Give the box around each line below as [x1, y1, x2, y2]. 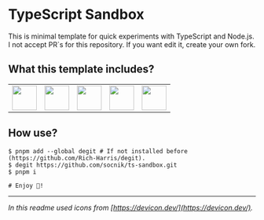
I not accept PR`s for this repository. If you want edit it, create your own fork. [8, 39, 256, 49]
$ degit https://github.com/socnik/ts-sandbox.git [8, 161, 178, 169]
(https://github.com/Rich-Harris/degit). [8, 154, 146, 162]
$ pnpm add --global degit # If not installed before [8, 147, 189, 155]
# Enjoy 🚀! [8, 181, 44, 189]
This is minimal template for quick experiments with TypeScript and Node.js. [8, 31, 255, 41]
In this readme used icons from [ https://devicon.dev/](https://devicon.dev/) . [8, 203, 253, 212]
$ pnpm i [8, 167, 37, 176]
